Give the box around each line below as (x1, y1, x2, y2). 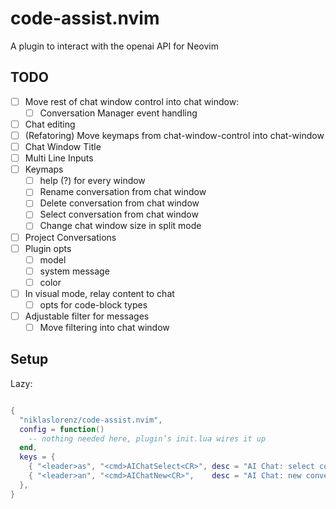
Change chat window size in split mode (39, 220, 202, 232)
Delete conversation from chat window (39, 197, 200, 209)
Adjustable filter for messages (24, 310, 150, 322)
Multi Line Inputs (24, 152, 94, 164)
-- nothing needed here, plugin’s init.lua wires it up (28, 433, 267, 444)
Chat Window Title (24, 141, 102, 152)
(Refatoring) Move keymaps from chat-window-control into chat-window (24, 129, 325, 141)
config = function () (19, 424, 105, 434)
